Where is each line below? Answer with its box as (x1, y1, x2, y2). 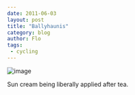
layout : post (7, 16, 45, 23)
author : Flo (7, 36, 41, 42)
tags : (7, 42, 23, 49)
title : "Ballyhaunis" (7, 23, 69, 29)
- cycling (10, 49, 38, 55)
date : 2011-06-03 (7, 10, 57, 17)
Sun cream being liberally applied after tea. (7, 80, 129, 88)
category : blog (7, 29, 51, 36)
